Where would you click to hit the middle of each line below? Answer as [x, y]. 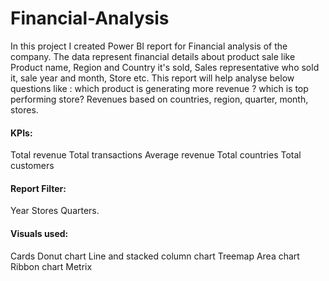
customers [32, 166]
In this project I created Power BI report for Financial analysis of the [149, 46]
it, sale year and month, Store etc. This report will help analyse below [152, 78]
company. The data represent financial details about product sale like [153, 56]
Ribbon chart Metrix [51, 266]
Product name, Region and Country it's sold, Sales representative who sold [165, 67]
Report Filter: [38, 188]
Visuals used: [39, 233]
